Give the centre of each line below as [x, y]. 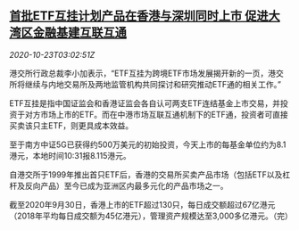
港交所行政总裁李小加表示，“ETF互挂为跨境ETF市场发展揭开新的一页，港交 [146, 73]
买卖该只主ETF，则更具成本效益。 [71, 125]
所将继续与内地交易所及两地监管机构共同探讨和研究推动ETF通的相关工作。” [145, 84]
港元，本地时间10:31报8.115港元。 [70, 155]
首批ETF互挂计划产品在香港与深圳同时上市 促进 [139, 16]
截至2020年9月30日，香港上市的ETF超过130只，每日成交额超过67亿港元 [142, 204]
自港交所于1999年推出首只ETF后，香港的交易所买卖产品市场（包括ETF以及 [146, 174]
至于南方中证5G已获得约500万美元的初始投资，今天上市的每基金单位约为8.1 [148, 144]
